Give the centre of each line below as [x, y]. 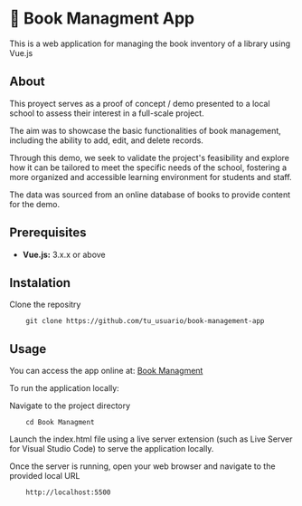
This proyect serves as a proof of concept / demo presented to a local [140, 103]
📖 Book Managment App [102, 19]
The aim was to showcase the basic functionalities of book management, [146, 130]
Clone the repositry [45, 305]
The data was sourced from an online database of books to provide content [150, 195]
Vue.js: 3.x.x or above [64, 254]
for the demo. [35, 204]
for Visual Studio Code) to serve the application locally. [112, 449]
